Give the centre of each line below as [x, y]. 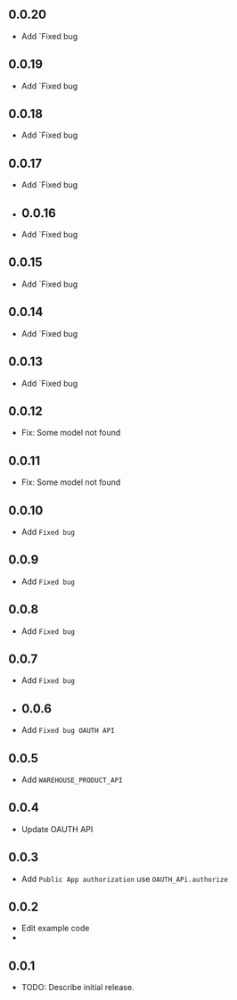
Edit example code [55, 929]
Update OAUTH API [57, 829]
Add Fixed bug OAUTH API [68, 730]
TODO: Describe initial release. [78, 987]
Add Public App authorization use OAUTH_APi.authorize [125, 879]
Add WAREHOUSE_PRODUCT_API [72, 779]
